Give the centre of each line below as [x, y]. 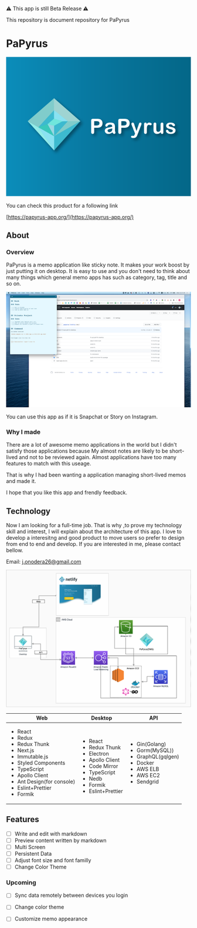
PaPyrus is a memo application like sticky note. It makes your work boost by [98, 265]
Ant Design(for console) [46, 781]
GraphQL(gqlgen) [158, 757]
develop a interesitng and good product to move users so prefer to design [95, 537]
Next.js [26, 750]
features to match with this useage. [49, 464]
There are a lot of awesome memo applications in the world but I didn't [91, 445]
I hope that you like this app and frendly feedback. [67, 493]
